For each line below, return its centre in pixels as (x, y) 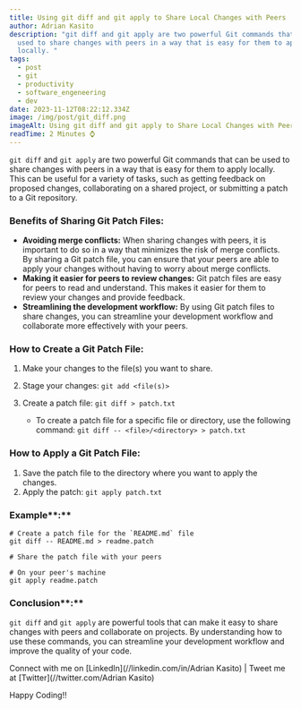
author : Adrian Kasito (52, 26)
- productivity (46, 84)
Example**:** (40, 515)
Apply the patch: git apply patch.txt (92, 491)
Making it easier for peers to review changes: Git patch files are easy (152, 278)
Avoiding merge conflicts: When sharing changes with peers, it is (144, 240)
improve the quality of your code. (71, 651)
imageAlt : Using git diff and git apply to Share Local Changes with (142, 126)
